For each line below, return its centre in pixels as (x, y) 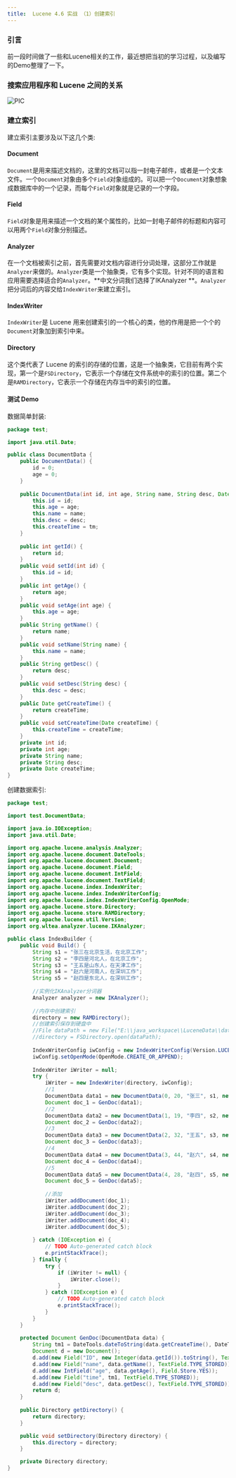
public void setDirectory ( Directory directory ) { (94, 1436)
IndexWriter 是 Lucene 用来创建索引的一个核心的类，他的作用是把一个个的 (114, 322)
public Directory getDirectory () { (72, 1410)
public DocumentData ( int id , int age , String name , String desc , (118, 494)
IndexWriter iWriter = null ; (75, 1070)
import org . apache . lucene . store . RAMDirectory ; (77, 913)
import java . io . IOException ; (50, 828)
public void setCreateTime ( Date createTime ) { (89, 723)
